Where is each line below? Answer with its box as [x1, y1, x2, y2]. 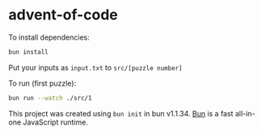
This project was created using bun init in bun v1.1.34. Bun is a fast [8, 108, 234, 118]
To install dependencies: [8, 32, 91, 42]
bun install [8, 48, 49, 56]
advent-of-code [8, 6, 119, 24]
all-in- [235, 108, 256, 118]
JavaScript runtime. [23, 117, 89, 127]
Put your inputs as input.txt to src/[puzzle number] [8, 62, 183, 72]
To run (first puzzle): [8, 78, 77, 88]
